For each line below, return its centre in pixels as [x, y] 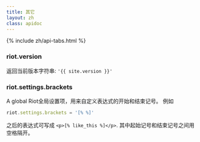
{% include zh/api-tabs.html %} [46, 41]
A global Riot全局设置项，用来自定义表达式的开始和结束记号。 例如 [90, 101]
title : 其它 [20, 12]
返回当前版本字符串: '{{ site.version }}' [60, 70]
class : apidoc [24, 23]
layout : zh [20, 18]
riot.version [24, 57]
